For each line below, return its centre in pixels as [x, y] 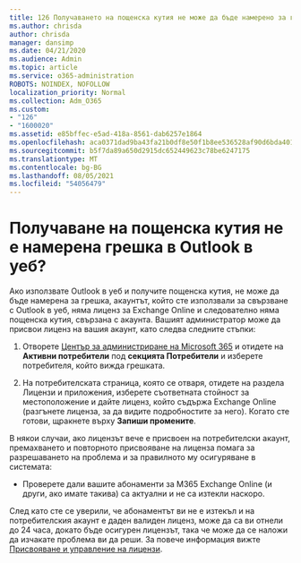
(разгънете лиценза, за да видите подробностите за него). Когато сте [155, 412]
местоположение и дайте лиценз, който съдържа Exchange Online [149, 402]
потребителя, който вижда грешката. [94, 366]
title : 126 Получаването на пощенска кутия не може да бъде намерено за [148, 17]
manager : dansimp [42, 43]
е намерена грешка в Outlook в [131, 247]
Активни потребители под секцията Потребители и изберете [142, 356]
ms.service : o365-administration [72, 76]
